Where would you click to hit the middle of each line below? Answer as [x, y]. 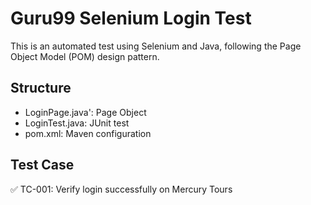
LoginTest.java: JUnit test [77, 123]
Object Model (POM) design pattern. [85, 56]
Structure [41, 88]
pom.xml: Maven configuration [88, 133]
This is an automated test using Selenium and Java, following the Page [156, 46]
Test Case [42, 165]
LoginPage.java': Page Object [85, 112]
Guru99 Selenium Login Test [131, 18]
